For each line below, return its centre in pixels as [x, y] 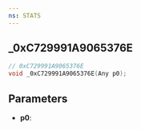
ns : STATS [25, 16]
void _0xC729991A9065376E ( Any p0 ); [68, 74]
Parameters [38, 98]
